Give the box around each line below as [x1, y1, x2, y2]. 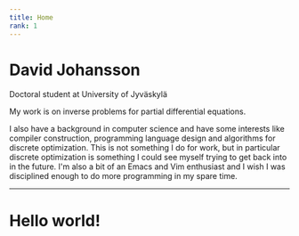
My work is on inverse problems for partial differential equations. [9, 106, 246, 117]
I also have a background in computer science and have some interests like [9, 124, 285, 134]
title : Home [9, 12, 53, 22]
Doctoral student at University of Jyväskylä [9, 89, 167, 100]
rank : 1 [9, 21, 38, 30]
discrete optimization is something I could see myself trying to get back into [9, 152, 287, 163]
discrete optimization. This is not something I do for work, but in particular [9, 142, 280, 153]
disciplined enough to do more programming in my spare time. [9, 171, 238, 182]
